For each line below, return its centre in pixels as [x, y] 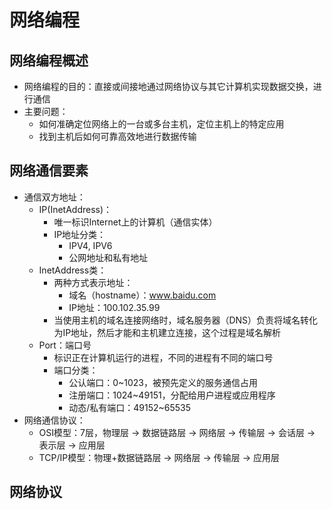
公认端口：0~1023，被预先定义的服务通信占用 [163, 382]
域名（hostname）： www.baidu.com [142, 295]
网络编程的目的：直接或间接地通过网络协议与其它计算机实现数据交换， [168, 86]
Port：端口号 [65, 345]
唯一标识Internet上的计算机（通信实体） [135, 222]
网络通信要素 [49, 171]
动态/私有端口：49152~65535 [130, 407]
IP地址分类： [80, 234]
